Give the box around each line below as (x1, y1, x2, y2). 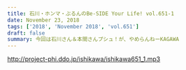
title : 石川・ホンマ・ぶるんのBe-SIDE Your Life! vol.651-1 (7, 10, 175, 17)
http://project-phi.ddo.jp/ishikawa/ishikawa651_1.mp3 (7, 55, 161, 63)
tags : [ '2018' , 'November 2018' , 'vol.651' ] (7, 23, 139, 30)
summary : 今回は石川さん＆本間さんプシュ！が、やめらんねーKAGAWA (7, 36, 180, 43)
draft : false (7, 29, 45, 37)
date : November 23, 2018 (7, 17, 80, 24)
